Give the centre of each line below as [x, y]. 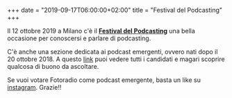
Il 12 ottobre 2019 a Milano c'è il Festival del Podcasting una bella [101, 31]
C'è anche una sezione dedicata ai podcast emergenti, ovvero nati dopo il [113, 52]
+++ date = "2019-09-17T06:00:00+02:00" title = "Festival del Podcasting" [115, 10]
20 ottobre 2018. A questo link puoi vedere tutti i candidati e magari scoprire [116, 59]
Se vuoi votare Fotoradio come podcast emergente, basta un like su [104, 80]
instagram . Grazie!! [34, 87]
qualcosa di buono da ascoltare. [53, 66]
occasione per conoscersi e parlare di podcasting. [79, 38]
